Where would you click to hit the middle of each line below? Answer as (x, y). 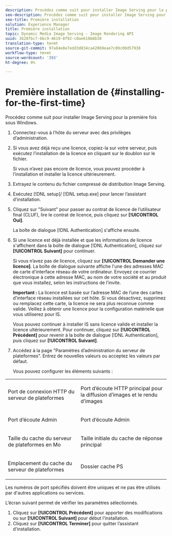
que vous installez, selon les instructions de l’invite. (67, 283)
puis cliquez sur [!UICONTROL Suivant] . (55, 340)
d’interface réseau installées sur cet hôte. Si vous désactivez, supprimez (89, 298)
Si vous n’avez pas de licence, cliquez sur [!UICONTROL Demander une (89, 261)
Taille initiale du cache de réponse (122, 438)
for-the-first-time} (46, 103)
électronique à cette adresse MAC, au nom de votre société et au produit (89, 277)
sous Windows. (21, 123)
